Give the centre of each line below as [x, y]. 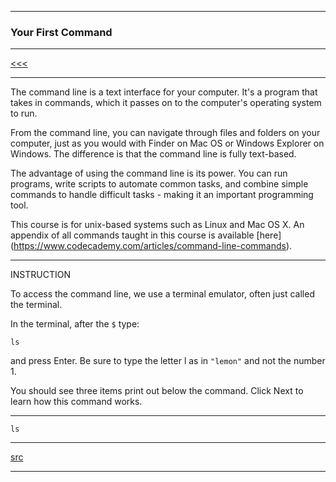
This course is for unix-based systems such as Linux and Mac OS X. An [157, 225]
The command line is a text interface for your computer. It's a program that [164, 92]
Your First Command [61, 32]
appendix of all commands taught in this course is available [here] [146, 235]
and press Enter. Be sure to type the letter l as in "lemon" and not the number [168, 361]
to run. [24, 113]
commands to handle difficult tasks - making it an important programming [162, 195]
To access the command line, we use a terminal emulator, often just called [162, 294]
